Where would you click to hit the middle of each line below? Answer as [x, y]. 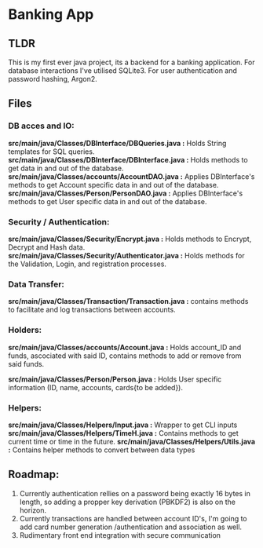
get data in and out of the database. [66, 168]
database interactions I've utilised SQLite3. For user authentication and [123, 71]
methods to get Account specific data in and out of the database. [113, 184]
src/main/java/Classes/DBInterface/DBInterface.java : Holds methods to [128, 159]
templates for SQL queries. [51, 152]
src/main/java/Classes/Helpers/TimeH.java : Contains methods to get [123, 433]
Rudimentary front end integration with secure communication [120, 535]
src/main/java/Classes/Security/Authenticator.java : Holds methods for [126, 255]
